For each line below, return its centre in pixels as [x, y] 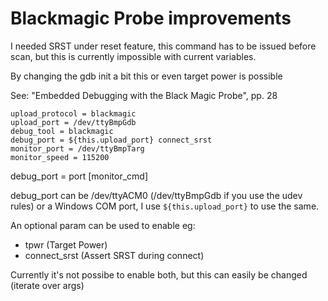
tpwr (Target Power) [66, 244]
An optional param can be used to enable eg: [103, 225]
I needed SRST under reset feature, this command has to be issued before [163, 46]
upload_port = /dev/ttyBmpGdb [73, 122]
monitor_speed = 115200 [60, 157]
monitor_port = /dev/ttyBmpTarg [77, 148]
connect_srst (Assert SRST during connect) [114, 255]
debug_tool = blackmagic [62, 131]
